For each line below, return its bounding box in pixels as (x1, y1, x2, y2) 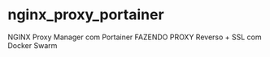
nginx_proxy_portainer (7, 6, 164, 24)
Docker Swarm (7, 40, 58, 50)
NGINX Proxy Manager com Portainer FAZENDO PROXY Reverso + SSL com (7, 32, 262, 42)
